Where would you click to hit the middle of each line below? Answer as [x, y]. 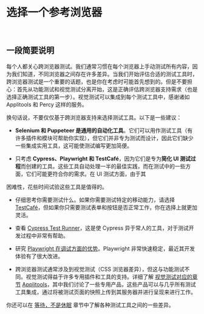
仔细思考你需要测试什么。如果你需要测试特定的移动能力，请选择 [95, 199]
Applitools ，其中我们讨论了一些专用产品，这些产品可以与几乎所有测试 [109, 284]
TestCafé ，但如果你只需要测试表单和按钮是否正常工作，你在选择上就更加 [106, 207]
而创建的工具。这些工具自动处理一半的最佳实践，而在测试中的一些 [103, 166]
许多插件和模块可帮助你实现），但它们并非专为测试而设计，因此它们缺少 [104, 138]
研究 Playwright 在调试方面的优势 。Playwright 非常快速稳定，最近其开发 [105, 248]
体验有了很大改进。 [39, 256]
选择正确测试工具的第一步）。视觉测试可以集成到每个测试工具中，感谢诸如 [98, 97]
